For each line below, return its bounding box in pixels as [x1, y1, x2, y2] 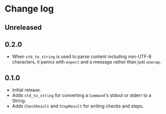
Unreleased [5, 23, 42, 32]
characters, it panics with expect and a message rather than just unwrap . [12, 59, 161, 65]
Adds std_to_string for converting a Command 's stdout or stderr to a [12, 92, 152, 98]
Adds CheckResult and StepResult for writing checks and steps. [12, 103, 144, 109]
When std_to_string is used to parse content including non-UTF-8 [12, 53, 152, 60]
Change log [5, 3, 54, 15]
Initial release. [12, 87, 41, 93]
